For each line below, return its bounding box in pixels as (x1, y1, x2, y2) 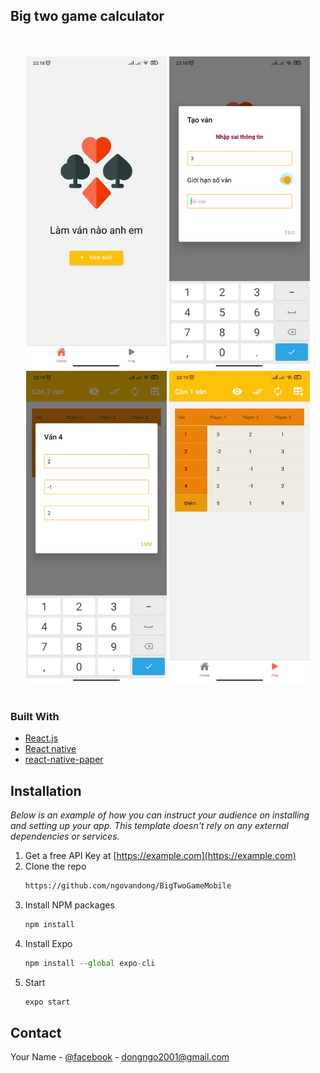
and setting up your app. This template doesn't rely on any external (10, 819, 289, 831)
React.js (24, 732, 59, 744)
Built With (10, 709, 60, 723)
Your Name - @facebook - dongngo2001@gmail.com (10, 1051, 230, 1063)
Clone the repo (24, 860, 87, 872)
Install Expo (24, 937, 73, 949)
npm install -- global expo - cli (24, 958, 156, 968)
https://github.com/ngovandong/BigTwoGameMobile (24, 880, 232, 891)
